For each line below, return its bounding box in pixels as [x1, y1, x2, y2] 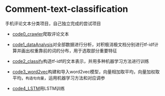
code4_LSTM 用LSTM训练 [12, 85, 65, 91]
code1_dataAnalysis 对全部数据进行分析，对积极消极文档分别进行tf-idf [12, 41, 155, 48]
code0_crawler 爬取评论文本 [12, 31, 69, 37]
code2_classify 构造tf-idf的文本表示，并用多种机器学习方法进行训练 [12, 58, 149, 64]
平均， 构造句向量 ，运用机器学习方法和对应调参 [12, 75, 105, 81]
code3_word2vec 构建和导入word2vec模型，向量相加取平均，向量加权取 [12, 68, 160, 75]
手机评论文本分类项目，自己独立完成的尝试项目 [5, 20, 101, 26]
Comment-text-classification [5, 3, 128, 15]
